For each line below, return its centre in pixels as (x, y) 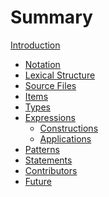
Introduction (35, 45)
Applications (65, 138)
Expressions (50, 117)
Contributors (51, 170)
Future (38, 181)
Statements (48, 160)
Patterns (42, 149)
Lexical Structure (60, 75)
